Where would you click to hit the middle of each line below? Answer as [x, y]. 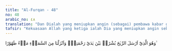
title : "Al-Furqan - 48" [32, 10]
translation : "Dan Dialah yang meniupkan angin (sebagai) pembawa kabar [84, 24]
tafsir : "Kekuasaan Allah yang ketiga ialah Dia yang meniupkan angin [82, 29]
